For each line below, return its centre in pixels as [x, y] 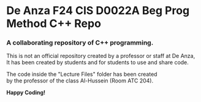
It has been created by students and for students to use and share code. [97, 62]
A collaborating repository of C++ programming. [80, 43]
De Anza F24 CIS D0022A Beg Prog [98, 11]
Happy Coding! [26, 93]
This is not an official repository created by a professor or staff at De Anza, [101, 56]
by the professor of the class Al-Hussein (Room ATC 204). [80, 81]
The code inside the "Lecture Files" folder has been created [82, 75]
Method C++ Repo [54, 24]
